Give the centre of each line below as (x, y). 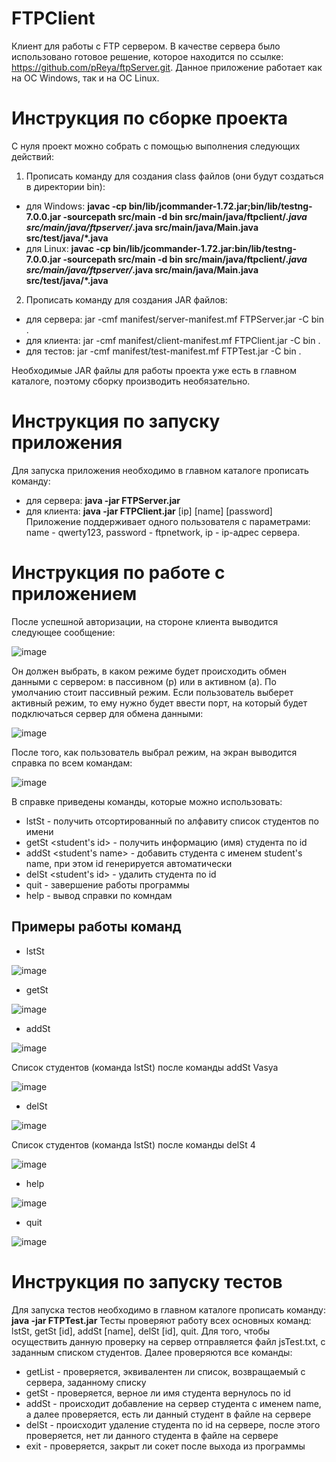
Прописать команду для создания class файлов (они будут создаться (174, 176)
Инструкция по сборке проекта (150, 118)
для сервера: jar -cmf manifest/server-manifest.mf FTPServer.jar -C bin (174, 319)
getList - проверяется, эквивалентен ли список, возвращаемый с (165, 1371)
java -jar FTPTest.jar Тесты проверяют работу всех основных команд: (161, 1320)
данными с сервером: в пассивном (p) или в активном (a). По (144, 681)
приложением (74, 594)
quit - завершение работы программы (107, 884)
